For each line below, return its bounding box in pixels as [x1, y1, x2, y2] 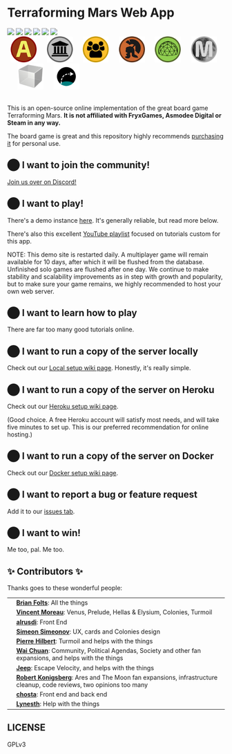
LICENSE [7, 721, 46, 734]
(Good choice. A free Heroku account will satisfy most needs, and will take [7, 416, 220, 423]
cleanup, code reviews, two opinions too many [16, 680, 148, 689]
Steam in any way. [7, 118, 61, 127]
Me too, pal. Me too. [7, 545, 64, 554]
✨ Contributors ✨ [7, 565, 84, 577]
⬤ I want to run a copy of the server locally [7, 345, 199, 357]
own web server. [7, 287, 55, 295]
